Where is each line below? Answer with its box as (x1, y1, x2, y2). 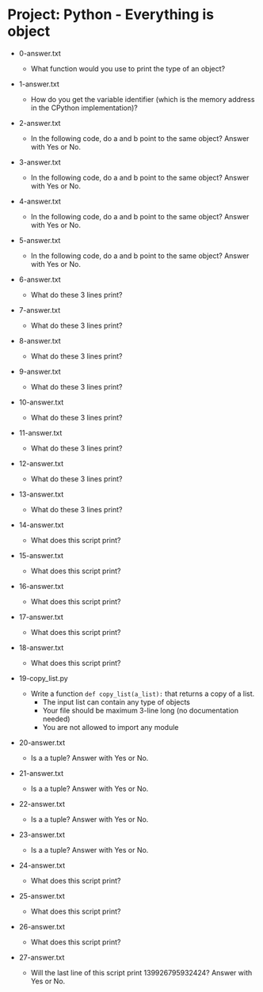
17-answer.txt (18, 612, 64, 621)
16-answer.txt (18, 581, 64, 591)
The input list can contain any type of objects (42, 697, 191, 706)
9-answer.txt (18, 367, 61, 376)
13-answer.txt (18, 489, 64, 499)
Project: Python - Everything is (7, 6, 215, 24)
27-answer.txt (18, 952, 65, 962)
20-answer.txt (18, 738, 65, 747)
